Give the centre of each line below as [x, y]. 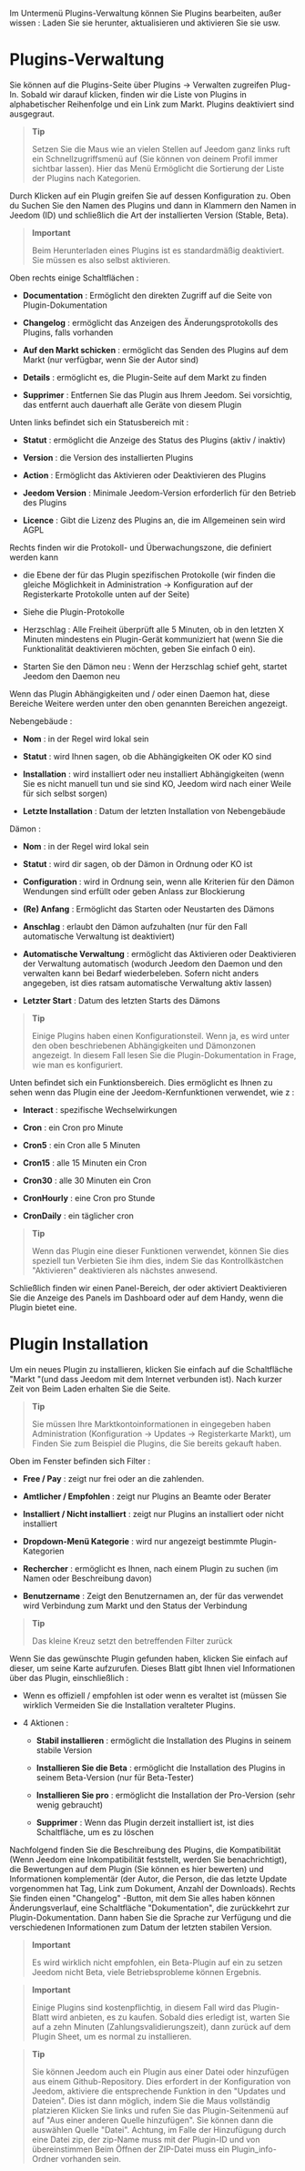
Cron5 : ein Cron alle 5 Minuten [81, 1145]
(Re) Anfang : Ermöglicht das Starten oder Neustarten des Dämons [148, 909]
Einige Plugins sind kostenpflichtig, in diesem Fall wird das [141, 2007]
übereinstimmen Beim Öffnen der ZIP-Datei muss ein [131, 2149]
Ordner [45, 2158]
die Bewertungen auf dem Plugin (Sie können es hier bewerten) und [137, 1869]
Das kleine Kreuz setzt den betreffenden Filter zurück [132, 1641]
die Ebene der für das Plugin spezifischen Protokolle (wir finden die [149, 575]
